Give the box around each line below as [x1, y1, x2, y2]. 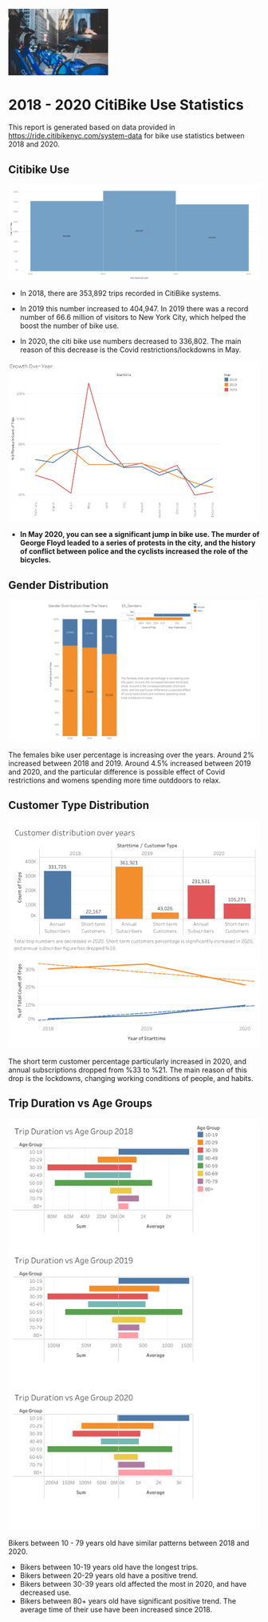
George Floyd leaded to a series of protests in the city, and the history [19, 538, 256, 548]
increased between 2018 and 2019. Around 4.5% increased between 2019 [8, 758, 251, 768]
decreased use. [19, 1588, 72, 1597]
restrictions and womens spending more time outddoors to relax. [8, 775, 222, 785]
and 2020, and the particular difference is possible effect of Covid [8, 767, 226, 776]
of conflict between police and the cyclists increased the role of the [19, 547, 249, 556]
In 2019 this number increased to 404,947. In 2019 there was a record [19, 304, 249, 314]
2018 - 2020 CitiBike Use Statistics [8, 96, 245, 114]
